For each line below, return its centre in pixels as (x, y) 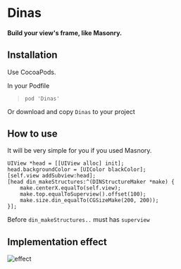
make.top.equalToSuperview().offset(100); (83, 194)
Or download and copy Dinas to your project (71, 111)
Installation (32, 55)
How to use (32, 133)
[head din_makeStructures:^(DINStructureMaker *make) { (91, 182)
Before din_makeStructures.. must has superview (79, 220)
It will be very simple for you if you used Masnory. (80, 151)
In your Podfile (29, 85)
